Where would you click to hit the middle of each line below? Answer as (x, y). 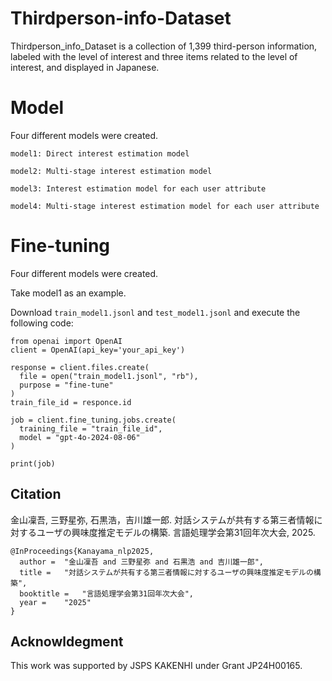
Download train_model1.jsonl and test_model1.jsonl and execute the (155, 312)
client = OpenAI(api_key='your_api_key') (98, 350)
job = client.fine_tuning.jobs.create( (93, 420)
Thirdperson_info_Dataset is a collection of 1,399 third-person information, (164, 46)
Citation (36, 494)
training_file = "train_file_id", (91, 428)
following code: (42, 323)
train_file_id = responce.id (71, 402)
